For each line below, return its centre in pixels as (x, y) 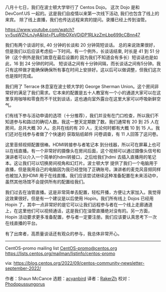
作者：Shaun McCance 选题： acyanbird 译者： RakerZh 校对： (68, 278)
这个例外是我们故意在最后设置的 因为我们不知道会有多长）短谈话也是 (83, 57)
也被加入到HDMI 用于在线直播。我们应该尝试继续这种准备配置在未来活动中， (83, 175)
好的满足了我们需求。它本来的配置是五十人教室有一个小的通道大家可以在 (83, 93)
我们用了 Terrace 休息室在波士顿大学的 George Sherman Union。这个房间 (80, 86)
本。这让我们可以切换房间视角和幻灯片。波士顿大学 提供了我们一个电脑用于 (82, 163)
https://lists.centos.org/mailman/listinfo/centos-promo (60, 253)
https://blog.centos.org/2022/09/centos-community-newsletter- (79, 263)
